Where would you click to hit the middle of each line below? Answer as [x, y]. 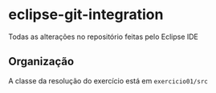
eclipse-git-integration [86, 15]
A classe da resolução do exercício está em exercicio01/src [108, 80]
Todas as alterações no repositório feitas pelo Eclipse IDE [104, 37]
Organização [41, 62]
